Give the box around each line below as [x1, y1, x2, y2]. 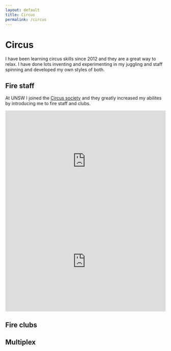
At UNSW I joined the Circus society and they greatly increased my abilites [5, 95, 162, 101]
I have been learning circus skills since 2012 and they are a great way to [5, 56, 156, 62]
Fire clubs [5, 320, 37, 329]
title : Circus [5, 12, 36, 17]
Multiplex [5, 338, 36, 346]
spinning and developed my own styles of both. [5, 67, 105, 73]
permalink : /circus [5, 17, 47, 22]
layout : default [5, 7, 40, 13]
